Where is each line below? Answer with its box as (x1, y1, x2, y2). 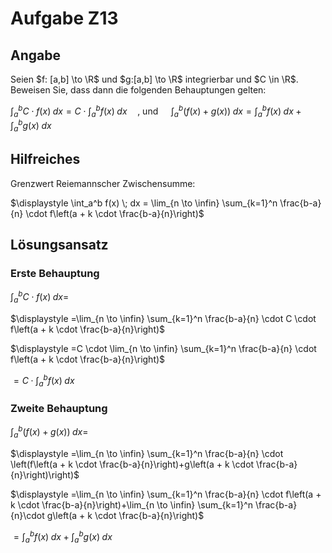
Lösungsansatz (10, 237, 109, 254)
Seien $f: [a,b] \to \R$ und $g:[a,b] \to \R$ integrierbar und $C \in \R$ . (10, 73, 299, 85)
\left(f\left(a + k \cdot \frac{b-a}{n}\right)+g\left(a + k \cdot (10, 458, 255, 471)
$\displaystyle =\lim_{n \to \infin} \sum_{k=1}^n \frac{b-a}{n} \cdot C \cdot (10, 312, 317, 324)
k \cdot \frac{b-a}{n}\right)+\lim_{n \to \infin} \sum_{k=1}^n (10, 499, 254, 511)
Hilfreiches (10, 151, 81, 168)
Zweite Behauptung (10, 402, 108, 416)
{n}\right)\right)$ (10, 469, 80, 481)
